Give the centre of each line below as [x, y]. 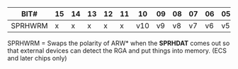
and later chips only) [37, 58]
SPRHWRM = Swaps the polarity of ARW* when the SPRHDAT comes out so [119, 43]
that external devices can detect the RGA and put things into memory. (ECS [117, 51]
